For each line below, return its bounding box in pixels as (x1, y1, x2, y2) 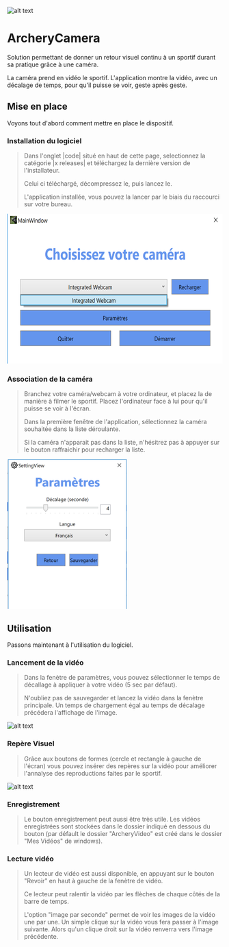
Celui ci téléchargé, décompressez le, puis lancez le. (23, 180, 172, 188)
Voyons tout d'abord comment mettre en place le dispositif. (7, 119, 174, 127)
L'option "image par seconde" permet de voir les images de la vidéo (23, 911, 215, 919)
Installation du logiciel (7, 136, 82, 145)
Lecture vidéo (7, 854, 55, 863)
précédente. (23, 933, 59, 941)
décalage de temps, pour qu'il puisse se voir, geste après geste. (7, 81, 188, 89)
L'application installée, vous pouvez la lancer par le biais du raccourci (23, 193, 220, 201)
